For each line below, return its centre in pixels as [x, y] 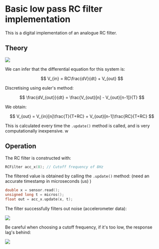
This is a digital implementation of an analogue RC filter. [61, 33]
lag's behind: [18, 232]
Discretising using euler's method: [40, 88]
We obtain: [16, 107]
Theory [17, 48]
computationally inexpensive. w [37, 131]
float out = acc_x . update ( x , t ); [39, 199]
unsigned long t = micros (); [35, 195]
